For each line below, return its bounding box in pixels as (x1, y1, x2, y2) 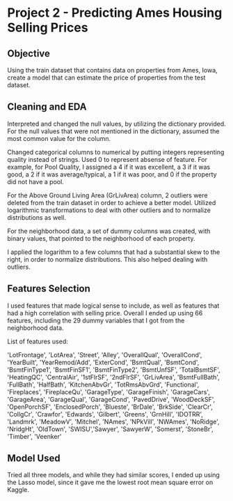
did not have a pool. (7, 177, 64, 186)
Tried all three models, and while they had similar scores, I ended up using (7, 471, 220, 479)
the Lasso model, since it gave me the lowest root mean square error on (7, 478, 214, 486)
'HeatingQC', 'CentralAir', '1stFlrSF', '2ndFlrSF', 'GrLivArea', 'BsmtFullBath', (7, 373, 220, 381)
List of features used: (7, 337, 68, 345)
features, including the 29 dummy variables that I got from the (7, 316, 185, 324)
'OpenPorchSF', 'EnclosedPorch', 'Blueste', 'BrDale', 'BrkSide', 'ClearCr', (7, 403, 214, 411)
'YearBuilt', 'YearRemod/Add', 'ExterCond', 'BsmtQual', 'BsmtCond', (7, 358, 200, 366)
